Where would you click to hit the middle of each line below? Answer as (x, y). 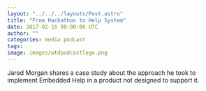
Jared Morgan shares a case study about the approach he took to (102, 72)
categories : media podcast (46, 40)
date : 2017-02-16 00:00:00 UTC (53, 27)
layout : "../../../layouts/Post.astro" (65, 14)
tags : (15, 46)
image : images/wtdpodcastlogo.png (58, 53)
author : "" (23, 33)
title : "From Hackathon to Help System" (67, 20)
